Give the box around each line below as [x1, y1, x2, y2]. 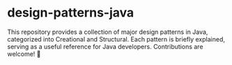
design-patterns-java [7, 5, 134, 21]
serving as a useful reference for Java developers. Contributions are [7, 42, 203, 50]
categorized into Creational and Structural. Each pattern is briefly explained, [7, 35, 225, 43]
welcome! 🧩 [7, 50, 41, 58]
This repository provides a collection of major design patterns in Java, [7, 28, 208, 36]
